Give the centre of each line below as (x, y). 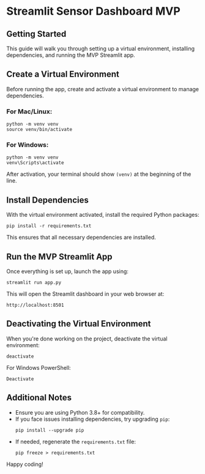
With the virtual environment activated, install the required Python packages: (103, 215)
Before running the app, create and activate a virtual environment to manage (103, 89)
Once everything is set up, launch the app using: (67, 271)
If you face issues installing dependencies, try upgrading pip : (92, 419)
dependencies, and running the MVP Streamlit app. (71, 55)
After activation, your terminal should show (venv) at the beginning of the (99, 174)
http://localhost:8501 (35, 305)
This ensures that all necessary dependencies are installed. (81, 238)
